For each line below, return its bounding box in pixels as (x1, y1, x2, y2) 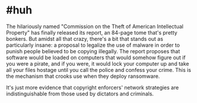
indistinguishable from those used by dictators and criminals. (6, 90, 154, 97)
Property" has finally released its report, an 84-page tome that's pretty (6, 29, 178, 36)
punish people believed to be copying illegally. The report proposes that (6, 47, 181, 54)
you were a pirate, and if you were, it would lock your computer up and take (6, 60, 189, 67)
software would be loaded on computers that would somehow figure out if (6, 54, 186, 61)
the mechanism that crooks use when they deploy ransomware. (6, 73, 160, 80)
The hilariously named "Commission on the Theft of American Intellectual (6, 23, 183, 30)
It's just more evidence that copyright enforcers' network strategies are (6, 84, 179, 91)
